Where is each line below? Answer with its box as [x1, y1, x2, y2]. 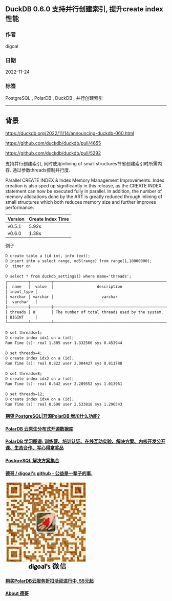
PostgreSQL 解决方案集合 [5, 457, 60, 463]
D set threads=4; [5, 350, 42, 356]
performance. [5, 204, 34, 211]
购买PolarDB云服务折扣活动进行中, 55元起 [5, 577, 94, 584]
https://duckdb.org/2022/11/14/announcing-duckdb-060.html [5, 130, 135, 137]
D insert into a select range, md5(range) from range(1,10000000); [5, 258, 153, 264]
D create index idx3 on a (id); [5, 355, 74, 361]
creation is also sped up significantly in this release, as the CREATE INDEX [5, 183, 162, 189]
